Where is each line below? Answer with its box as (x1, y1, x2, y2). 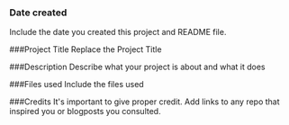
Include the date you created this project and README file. (9, 27, 227, 38)
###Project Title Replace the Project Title (9, 44, 162, 55)
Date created (9, 6, 68, 19)
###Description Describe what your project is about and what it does (9, 61, 266, 73)
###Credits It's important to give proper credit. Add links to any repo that (9, 96, 281, 107)
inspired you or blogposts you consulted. (9, 106, 161, 117)
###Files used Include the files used (9, 79, 144, 90)
